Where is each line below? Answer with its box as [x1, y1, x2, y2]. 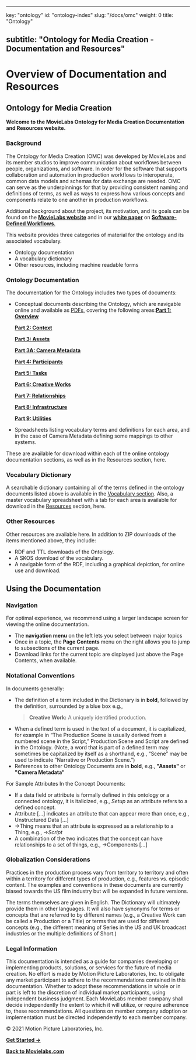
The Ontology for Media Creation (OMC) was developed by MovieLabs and [6, 153, 186, 160]
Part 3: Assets [14, 335, 50, 342]
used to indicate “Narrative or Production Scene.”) [14, 756, 135, 763]
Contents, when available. [14, 657, 77, 664]
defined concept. [14, 804, 57, 811]
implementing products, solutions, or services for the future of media [6, 964, 172, 971]
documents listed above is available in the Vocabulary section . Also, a [6, 490, 174, 497]
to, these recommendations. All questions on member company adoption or [6, 1007, 188, 1015]
